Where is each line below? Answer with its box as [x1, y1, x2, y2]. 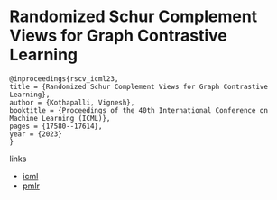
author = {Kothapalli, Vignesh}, [9, 97, 135, 107]
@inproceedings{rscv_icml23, [9, 74, 119, 83]
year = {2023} [9, 129, 63, 139]
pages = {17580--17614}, [9, 122, 103, 131]
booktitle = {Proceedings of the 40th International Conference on [9, 105, 269, 114]
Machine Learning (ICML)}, [9, 114, 111, 123]
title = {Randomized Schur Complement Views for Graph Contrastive [9, 82, 269, 91]
